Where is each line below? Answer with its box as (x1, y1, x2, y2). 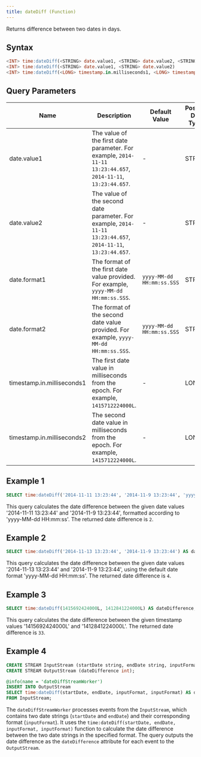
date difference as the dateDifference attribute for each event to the (6, 738, 175, 745)
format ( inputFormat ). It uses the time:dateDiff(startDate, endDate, (6, 719, 176, 726)
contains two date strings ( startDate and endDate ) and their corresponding (6, 713, 190, 719)
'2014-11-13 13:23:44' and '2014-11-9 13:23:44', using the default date (6, 566, 178, 573)
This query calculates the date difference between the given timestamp (6, 616, 182, 623)
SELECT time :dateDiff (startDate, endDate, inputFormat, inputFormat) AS (6, 689, 191, 696)
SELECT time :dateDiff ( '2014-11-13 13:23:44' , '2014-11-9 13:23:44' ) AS (6, 549, 188, 555)
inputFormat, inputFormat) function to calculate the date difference (6, 725, 173, 732)
